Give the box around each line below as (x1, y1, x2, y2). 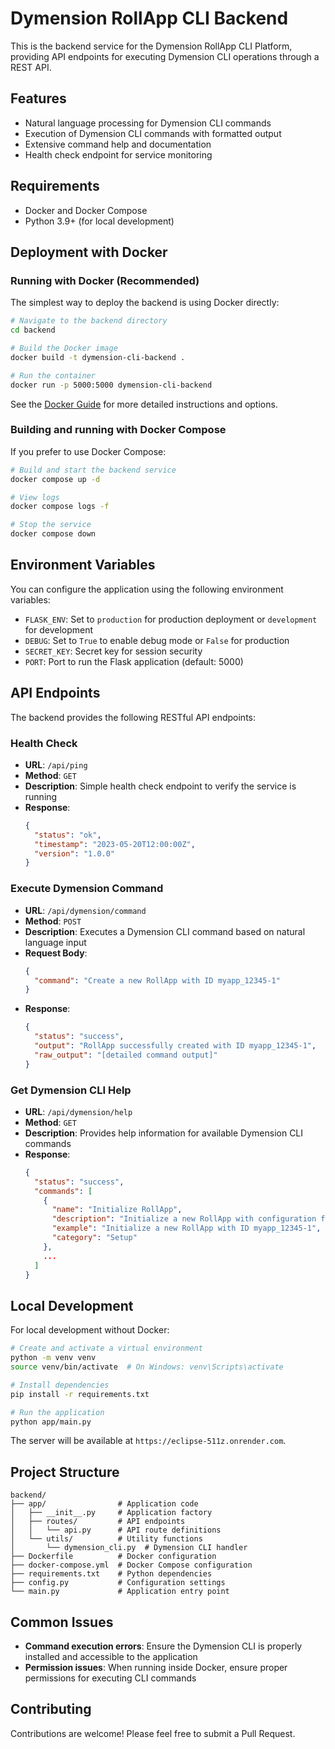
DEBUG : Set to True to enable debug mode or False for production (24, 634, 290, 646)
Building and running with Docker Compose (10, 423, 227, 437)
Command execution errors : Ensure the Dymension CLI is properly (24, 1640, 303, 1652)
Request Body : (24, 947, 88, 959)
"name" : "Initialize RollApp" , (51, 1205, 183, 1215)
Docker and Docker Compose (24, 204, 148, 216)
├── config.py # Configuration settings (10, 1578, 226, 1588)
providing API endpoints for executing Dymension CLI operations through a (10, 50, 320, 62)
